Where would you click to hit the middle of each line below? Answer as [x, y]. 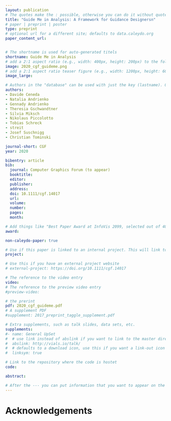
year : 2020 [17, 151]
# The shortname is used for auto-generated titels [61, 52]
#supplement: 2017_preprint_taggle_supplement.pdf [60, 315]
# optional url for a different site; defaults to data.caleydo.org [79, 34]
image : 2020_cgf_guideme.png [36, 66]
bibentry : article [25, 160]
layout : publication [27, 10]
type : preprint [21, 29]
